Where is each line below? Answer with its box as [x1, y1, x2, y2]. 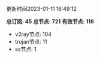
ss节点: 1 [14, 45, 37, 53]
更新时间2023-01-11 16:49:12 [6, 5, 77, 12]
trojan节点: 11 [14, 38, 47, 45]
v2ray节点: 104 [14, 30, 52, 38]
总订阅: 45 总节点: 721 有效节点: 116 [6, 18, 95, 25]
